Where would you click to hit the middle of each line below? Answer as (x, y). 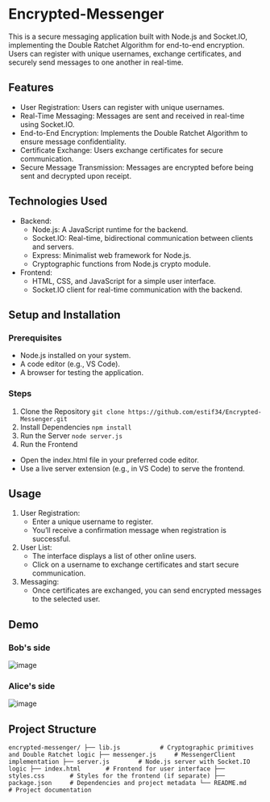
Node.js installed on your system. (75, 356)
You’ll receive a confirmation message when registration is (129, 530)
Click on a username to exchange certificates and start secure (135, 565)
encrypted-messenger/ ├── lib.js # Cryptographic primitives (131, 748)
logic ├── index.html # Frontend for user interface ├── (117, 769)
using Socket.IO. (47, 124)
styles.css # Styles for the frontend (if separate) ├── (117, 776)
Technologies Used (58, 202)
